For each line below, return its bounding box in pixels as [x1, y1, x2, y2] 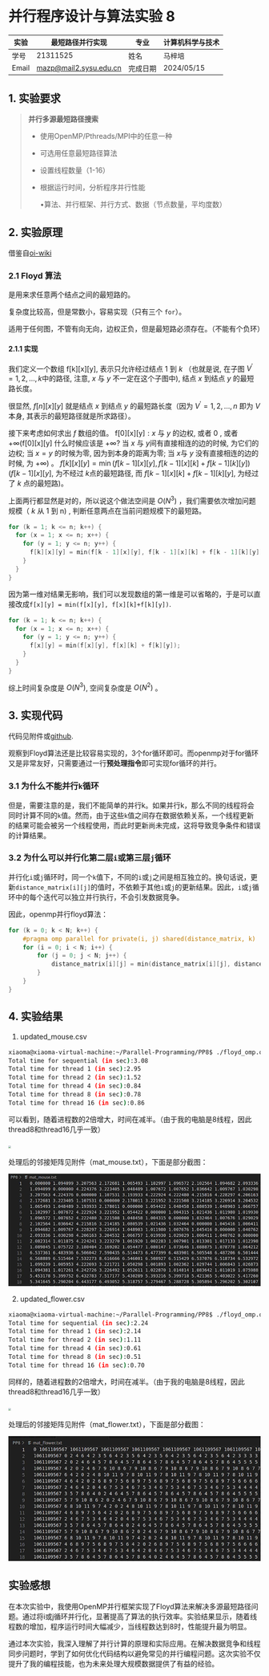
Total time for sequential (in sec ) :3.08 [8, 1056, 149, 1064]
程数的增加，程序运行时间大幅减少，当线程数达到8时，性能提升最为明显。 [8, 1621, 251, 1631]
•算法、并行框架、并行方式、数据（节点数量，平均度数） [39, 200, 227, 209]
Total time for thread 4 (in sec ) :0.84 [8, 1082, 142, 1090]
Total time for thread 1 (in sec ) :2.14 [8, 1328, 142, 1336]
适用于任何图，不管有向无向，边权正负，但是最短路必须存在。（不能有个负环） [8, 324, 264, 334]
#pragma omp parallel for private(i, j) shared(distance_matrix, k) [22, 934, 256, 943]
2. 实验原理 [8, 226, 63, 239]
